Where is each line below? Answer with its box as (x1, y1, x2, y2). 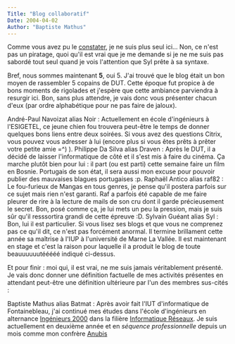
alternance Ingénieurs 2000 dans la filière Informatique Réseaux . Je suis (7, 314, 218, 323)
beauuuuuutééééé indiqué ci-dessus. (7, 250, 116, 258)
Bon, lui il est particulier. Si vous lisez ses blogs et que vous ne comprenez (7, 220, 224, 228)
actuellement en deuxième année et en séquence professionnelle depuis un (7, 322, 227, 331)
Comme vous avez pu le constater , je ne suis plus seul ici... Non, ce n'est (7, 43, 219, 51)
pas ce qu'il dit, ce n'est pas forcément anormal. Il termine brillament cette (7, 227, 223, 236)
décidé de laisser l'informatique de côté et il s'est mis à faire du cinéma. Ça (7, 152, 225, 161)
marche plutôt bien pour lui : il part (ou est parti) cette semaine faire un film (7, 160, 225, 168)
